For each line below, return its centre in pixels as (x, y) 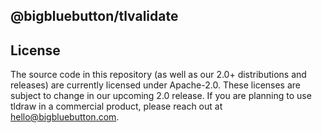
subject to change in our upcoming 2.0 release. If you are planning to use (161, 96)
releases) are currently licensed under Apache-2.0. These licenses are (156, 85)
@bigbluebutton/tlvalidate (94, 16)
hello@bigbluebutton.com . (65, 117)
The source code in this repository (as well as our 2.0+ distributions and (158, 75)
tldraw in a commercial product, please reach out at (116, 106)
